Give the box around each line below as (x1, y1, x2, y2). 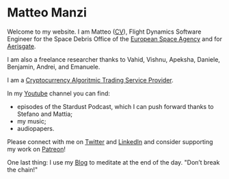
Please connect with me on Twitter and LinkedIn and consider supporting (7, 137, 213, 145)
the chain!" (7, 165, 38, 174)
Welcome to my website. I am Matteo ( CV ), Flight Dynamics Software (7, 27, 202, 36)
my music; (16, 117, 46, 125)
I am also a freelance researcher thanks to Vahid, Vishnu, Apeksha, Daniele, (7, 55, 221, 63)
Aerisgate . (7, 42, 36, 50)
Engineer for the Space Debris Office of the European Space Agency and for (7, 34, 222, 43)
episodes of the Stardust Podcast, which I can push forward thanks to (16, 102, 214, 110)
